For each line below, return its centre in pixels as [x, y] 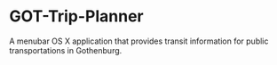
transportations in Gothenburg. [66, 50]
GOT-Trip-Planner [76, 16]
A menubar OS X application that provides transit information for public [139, 41]
